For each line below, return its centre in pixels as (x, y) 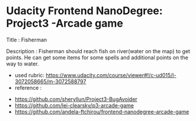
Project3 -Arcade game (65, 23)
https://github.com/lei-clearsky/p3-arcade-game (74, 105)
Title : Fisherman (27, 40)
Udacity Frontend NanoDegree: (84, 11)
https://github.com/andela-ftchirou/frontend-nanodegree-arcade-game (102, 112)
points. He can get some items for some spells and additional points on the (97, 57)
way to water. (23, 64)
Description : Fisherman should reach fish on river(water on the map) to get (98, 51)
